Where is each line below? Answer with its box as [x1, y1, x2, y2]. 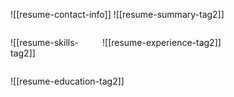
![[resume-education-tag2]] [10, 75, 125, 87]
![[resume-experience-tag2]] [102, 37, 222, 48]
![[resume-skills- [10, 37, 80, 48]
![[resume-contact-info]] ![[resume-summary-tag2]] [10, 9, 225, 20]
